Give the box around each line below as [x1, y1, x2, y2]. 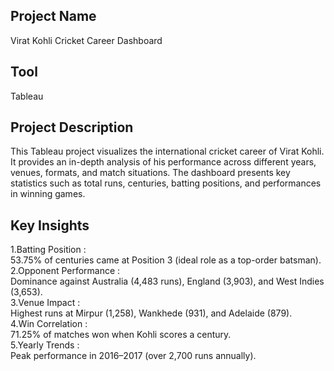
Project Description [10, 119, 134, 136]
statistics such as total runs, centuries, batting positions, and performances [10, 177, 322, 189]
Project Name [10, 8, 97, 25]
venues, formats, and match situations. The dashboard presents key [10, 167, 291, 179]
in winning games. [10, 188, 86, 200]
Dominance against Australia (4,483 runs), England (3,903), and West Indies [10, 275, 325, 288]
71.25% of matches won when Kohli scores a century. [10, 329, 232, 341]
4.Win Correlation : [10, 318, 88, 330]
